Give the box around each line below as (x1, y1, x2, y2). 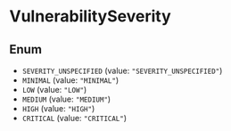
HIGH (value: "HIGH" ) (21, 103, 95, 113)
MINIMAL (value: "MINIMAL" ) (21, 75, 119, 86)
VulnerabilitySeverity (9, 6, 171, 27)
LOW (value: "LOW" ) (21, 85, 87, 94)
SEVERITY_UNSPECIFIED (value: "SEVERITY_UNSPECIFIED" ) (21, 65, 223, 76)
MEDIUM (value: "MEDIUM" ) (21, 94, 111, 104)
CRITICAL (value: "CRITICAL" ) (21, 113, 128, 123)
